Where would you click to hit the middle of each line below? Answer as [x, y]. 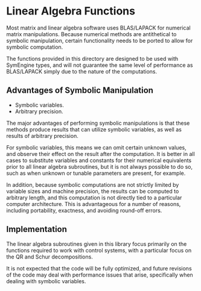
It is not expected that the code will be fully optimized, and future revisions [99, 268]
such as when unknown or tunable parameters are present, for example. [96, 173]
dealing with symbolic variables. [46, 281]
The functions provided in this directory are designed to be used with [92, 58]
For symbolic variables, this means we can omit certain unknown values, [96, 147]
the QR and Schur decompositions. [50, 257]
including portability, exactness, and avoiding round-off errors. [84, 210]
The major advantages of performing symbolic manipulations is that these [98, 123]
